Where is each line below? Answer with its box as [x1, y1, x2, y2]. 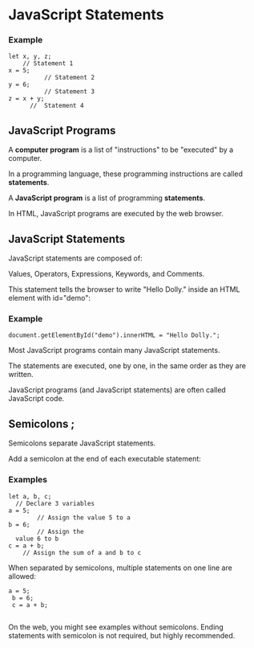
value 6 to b [15, 535, 59, 543]
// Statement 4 [29, 102, 84, 110]
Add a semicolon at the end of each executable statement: [8, 454, 202, 464]
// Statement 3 [43, 88, 95, 96]
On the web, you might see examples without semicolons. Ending [8, 621, 224, 632]
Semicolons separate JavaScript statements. [8, 438, 156, 448]
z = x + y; [8, 95, 45, 103]
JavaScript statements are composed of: [8, 253, 143, 263]
